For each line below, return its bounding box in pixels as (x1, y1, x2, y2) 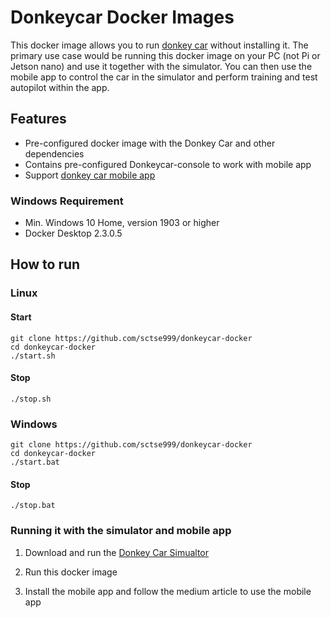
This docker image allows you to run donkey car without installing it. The (10, 39, 309, 51)
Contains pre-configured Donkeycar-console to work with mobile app (24, 158, 312, 170)
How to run (10, 256, 81, 273)
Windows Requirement (10, 194, 124, 208)
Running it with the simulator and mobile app (10, 524, 232, 538)
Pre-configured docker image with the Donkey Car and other (24, 137, 276, 149)
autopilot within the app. (10, 81, 110, 93)
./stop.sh (10, 394, 52, 404)
